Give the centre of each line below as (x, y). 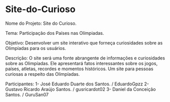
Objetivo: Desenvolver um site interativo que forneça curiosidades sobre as (84, 43)
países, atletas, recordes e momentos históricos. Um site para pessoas (79, 69)
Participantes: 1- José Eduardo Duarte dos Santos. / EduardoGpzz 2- (77, 84)
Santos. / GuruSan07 (27, 94)
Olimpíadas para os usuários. (36, 48)
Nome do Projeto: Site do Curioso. (41, 23)
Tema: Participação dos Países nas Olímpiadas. (55, 33)
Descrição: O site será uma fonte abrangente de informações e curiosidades (85, 58)
